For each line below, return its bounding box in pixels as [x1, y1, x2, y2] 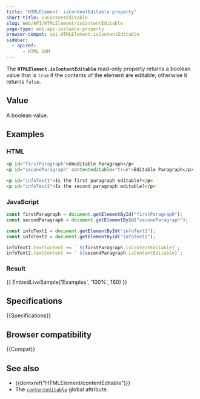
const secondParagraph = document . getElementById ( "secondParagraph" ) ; [6, 216, 188, 223]
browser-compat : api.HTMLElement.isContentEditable [6, 32, 139, 38]
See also [6, 363, 39, 374]
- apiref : [12, 43, 36, 49]
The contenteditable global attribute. [15, 386, 108, 393]
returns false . [6, 78, 41, 85]
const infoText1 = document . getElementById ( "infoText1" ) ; [6, 228, 156, 234]
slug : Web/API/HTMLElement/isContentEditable [6, 20, 123, 26]
